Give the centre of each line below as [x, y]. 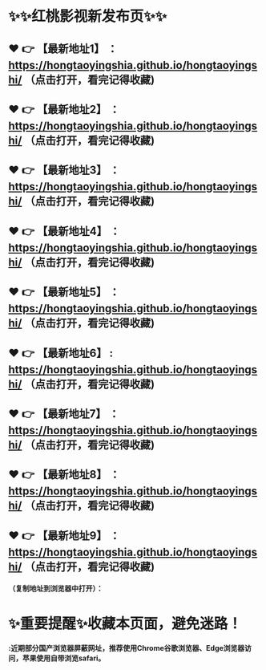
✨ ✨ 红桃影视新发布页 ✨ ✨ [88, 16]
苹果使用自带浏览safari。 [64, 658]
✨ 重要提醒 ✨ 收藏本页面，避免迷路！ [125, 624]
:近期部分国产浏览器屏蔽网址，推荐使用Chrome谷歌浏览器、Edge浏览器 [127, 648]
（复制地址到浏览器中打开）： [56, 589]
